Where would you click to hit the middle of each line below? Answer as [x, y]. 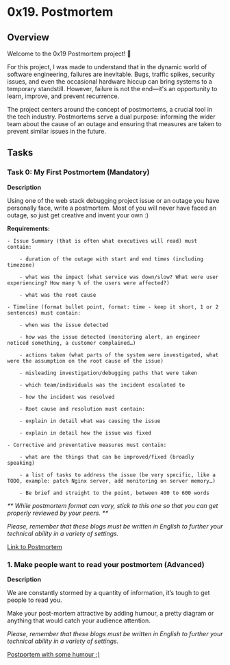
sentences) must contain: [44, 313]
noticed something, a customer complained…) [72, 343]
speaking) [21, 463]
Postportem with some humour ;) [54, 654]
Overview [28, 37]
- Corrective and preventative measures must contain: [87, 445]
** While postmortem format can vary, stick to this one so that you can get [113, 505]
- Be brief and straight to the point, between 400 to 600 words [115, 493]
